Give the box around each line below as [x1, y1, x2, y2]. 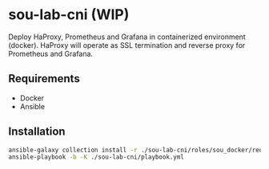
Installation [8, 125, 66, 139]
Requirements [8, 72, 80, 85]
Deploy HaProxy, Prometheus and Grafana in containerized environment [8, 32, 246, 41]
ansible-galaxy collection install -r [8, 146, 138, 154]
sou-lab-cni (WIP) [8, 6, 130, 24]
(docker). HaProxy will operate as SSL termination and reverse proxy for [8, 40, 246, 49]
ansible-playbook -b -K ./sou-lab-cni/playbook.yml [8, 153, 184, 161]
